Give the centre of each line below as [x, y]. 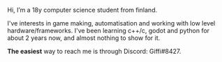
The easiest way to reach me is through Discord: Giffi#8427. [94, 51]
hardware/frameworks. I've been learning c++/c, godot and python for [109, 31]
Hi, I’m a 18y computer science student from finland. [82, 10]
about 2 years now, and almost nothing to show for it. [84, 38]
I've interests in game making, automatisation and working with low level [111, 23]
